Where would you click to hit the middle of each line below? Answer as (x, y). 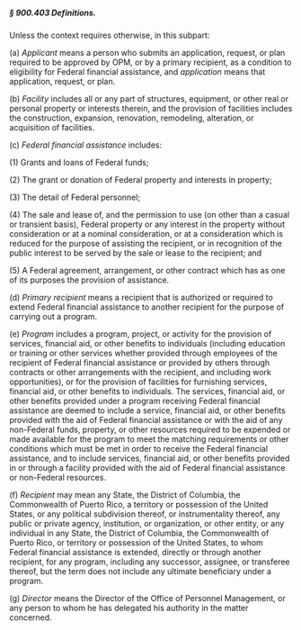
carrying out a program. (53, 316)
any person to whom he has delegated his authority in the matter (129, 607)
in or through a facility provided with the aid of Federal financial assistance (147, 467)
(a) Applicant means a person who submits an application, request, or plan (147, 52)
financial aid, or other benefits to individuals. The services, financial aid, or (147, 391)
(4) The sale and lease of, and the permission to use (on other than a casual (150, 214)
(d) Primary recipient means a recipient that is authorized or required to (142, 297)
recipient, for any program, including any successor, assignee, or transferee (150, 562)
